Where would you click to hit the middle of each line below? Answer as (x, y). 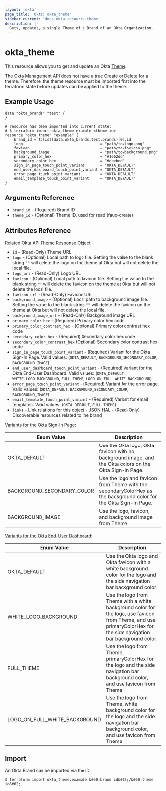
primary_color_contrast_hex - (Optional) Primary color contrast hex (81, 326)
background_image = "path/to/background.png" (86, 152)
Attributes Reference (38, 231)
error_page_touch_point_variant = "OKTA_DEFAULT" (75, 174)
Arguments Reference (40, 198)
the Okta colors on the (124, 464)
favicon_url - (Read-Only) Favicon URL (53, 294)
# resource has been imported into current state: (58, 126)
